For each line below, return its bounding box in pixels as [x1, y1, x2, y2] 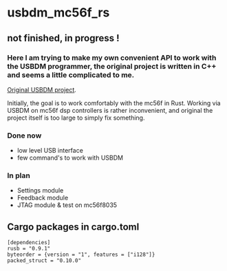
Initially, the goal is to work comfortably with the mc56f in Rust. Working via [7, 98, 221, 107]
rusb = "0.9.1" [7, 246, 51, 252]
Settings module [17, 186, 64, 195]
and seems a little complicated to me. [7, 70, 135, 80]
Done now [7, 131, 42, 140]
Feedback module [17, 194, 69, 202]
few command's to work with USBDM [17, 153, 124, 162]
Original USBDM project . [7, 85, 77, 94]
